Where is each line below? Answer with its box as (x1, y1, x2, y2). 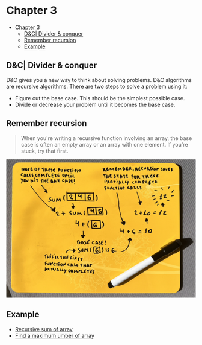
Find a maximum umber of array (14, 332, 95, 339)
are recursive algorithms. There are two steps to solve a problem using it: (6, 83, 188, 90)
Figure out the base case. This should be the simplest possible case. (14, 94, 185, 101)
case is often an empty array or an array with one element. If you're (20, 141, 188, 148)
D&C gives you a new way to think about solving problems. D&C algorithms (6, 76, 192, 83)
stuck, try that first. (20, 147, 69, 154)
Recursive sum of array (14, 325, 73, 332)
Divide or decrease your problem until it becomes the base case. (14, 101, 176, 108)
